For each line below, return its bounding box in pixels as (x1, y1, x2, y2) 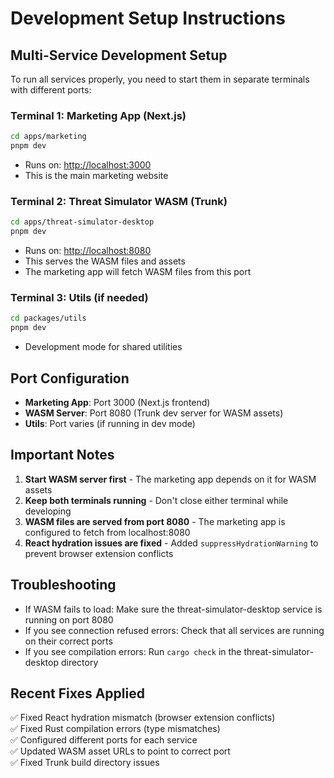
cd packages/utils (10, 313, 87, 324)
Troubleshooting (10, 577, 117, 594)
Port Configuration (10, 370, 130, 387)
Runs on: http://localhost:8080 (24, 245, 152, 257)
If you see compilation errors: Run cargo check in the (24, 645, 242, 657)
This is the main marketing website (24, 170, 169, 182)
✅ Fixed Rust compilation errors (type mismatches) (10, 723, 221, 735)
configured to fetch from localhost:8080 (24, 526, 191, 538)
